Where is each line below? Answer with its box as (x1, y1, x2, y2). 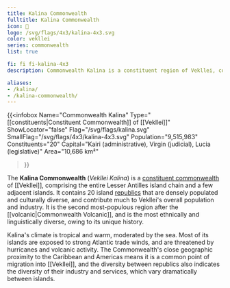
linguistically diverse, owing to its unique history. (7, 217, 144, 226)
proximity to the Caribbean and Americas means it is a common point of (7, 253, 210, 261)
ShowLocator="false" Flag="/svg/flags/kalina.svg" (7, 125, 150, 134)
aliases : (7, 80, 32, 86)
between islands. (7, 275, 55, 283)
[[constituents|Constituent (7, 118, 81, 127)
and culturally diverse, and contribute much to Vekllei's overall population (7, 196, 214, 204)
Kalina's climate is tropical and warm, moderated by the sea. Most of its (7, 231, 209, 239)
